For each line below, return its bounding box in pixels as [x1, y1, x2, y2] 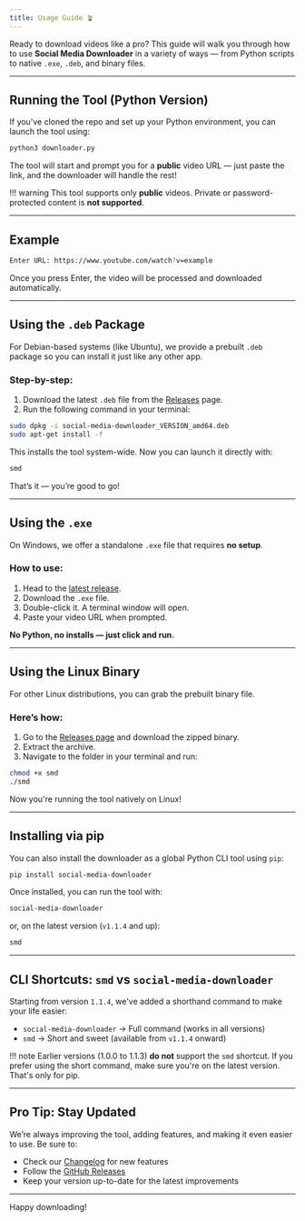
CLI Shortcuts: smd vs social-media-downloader [9, 972, 274, 987]
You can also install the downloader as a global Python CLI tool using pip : [9, 852, 284, 864]
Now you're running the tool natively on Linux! [9, 793, 182, 805]
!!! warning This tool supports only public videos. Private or [9, 187, 231, 198]
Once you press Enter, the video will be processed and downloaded [9, 273, 262, 283]
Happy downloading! [9, 1201, 88, 1212]
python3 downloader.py [9, 144, 95, 153]
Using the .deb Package [9, 317, 145, 333]
